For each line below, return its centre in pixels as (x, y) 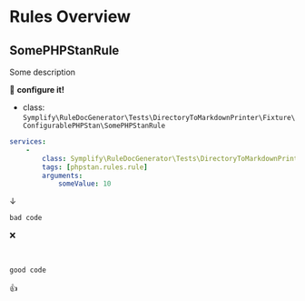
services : (28, 142)
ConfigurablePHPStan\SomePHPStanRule (94, 125)
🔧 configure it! (37, 90)
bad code (26, 218)
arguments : (63, 176)
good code (28, 270)
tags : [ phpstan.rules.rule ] (95, 167)
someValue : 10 (84, 184)
